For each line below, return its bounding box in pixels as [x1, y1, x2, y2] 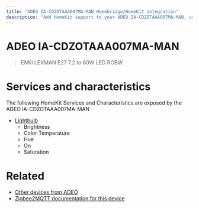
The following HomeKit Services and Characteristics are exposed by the [6, 99, 182, 106]
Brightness [23, 123, 50, 131]
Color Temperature [23, 129, 70, 136]
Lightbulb [14, 117, 38, 124]
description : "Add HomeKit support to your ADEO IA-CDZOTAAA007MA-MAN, [6, 14, 187, 20]
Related [6, 169, 44, 183]
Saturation [23, 148, 49, 155]
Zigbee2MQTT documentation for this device [14, 195, 125, 202]
